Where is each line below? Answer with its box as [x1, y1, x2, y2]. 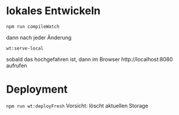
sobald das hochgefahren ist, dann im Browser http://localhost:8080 [6, 55, 173, 63]
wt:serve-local [6, 45, 44, 51]
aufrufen [6, 62, 28, 69]
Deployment [6, 83, 68, 96]
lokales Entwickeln [6, 4, 101, 18]
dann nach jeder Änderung [6, 34, 72, 41]
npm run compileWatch [6, 24, 60, 29]
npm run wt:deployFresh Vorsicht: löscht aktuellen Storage [6, 102, 149, 109]
